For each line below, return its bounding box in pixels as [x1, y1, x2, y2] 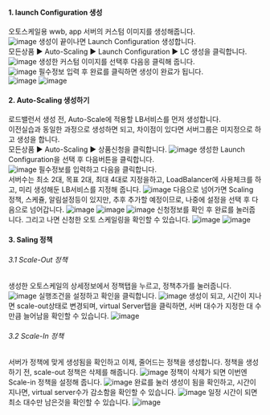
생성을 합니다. [16, 135, 60, 144]
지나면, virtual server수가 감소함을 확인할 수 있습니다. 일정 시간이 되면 [8, 388, 258, 397]
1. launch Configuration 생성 [8, 7, 103, 17]
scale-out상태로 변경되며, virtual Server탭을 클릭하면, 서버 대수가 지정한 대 [16, 301, 253, 311]
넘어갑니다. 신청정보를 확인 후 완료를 [29, 205, 235, 214]
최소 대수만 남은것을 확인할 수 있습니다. [8, 397, 131, 407]
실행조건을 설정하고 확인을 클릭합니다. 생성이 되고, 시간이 [39, 291, 247, 301]
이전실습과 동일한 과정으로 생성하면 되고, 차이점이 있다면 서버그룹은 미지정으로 [8, 124, 253, 134]
